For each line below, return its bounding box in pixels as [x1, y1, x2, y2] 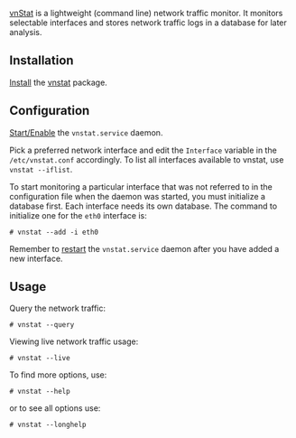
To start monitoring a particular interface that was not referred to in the [9, 181, 273, 192]
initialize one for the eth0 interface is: [9, 210, 147, 220]
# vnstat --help [9, 387, 70, 396]
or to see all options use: [9, 403, 101, 414]
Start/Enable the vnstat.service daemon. [9, 126, 163, 138]
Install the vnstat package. [9, 77, 108, 88]
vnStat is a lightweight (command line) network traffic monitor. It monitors [9, 8, 283, 18]
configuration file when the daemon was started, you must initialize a [9, 191, 266, 201]
